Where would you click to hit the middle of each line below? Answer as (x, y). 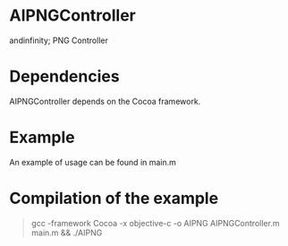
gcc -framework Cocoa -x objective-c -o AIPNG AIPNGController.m (155, 223)
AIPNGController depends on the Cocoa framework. (105, 101)
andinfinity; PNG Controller (59, 40)
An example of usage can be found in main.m (93, 162)
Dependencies (64, 76)
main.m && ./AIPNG (67, 233)
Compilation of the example (114, 199)
